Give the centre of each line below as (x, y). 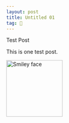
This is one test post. (32, 52)
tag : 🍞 (14, 23)
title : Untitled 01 (31, 17)
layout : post (22, 12)
